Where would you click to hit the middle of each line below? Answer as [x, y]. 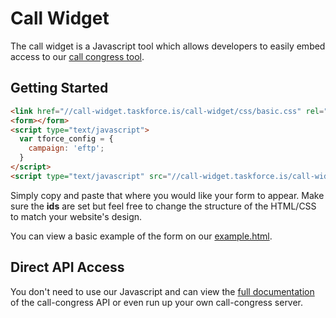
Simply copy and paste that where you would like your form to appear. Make [167, 195]
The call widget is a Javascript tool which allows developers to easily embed [168, 46]
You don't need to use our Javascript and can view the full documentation [162, 291]
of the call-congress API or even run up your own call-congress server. [157, 302]
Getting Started [59, 88]
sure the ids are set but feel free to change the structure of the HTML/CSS [163, 206]
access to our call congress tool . [77, 56]
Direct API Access [67, 267]
